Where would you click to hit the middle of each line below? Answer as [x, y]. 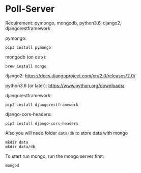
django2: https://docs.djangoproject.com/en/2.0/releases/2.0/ [70, 76]
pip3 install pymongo [28, 47]
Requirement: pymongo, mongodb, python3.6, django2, [63, 23]
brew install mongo [26, 66]
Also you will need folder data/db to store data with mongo [67, 133]
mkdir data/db [20, 147]
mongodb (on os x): [26, 57]
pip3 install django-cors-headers [42, 123]
